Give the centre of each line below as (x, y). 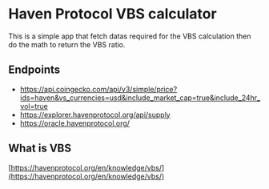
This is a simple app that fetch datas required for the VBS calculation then (130, 36)
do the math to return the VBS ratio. (67, 44)
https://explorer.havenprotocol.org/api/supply (95, 115)
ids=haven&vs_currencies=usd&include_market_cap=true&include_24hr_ (140, 98)
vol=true (34, 106)
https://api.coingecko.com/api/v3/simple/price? (98, 89)
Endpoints (34, 70)
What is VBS (40, 149)
